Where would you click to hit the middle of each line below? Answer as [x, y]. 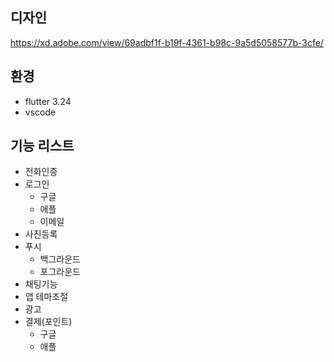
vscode [40, 112]
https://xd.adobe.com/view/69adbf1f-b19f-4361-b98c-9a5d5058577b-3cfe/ [167, 42]
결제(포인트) [48, 322]
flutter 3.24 [48, 101]
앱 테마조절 [46, 297]
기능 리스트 [42, 146]
